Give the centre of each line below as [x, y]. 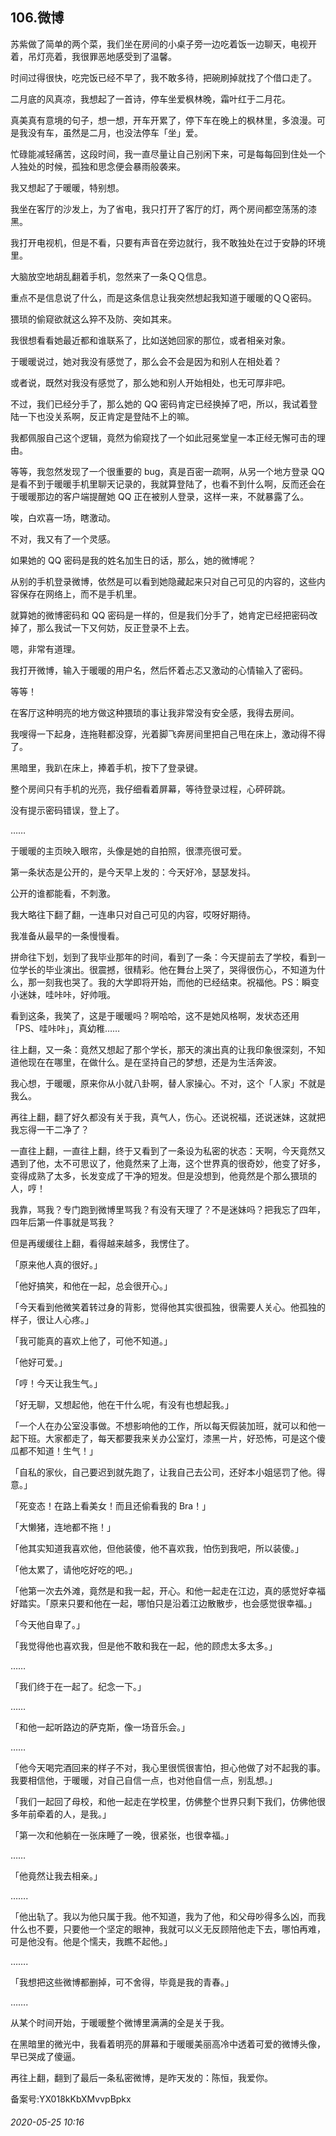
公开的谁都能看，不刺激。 [63, 893]
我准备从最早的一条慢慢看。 [67, 935]
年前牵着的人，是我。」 [65, 1814]
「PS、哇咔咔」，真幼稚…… [65, 1028]
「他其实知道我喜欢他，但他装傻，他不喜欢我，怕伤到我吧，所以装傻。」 [157, 1548]
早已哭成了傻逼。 [45, 2056]
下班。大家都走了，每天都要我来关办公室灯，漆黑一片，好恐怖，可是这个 [167, 1438]
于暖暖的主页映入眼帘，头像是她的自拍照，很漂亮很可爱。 [128, 850]
